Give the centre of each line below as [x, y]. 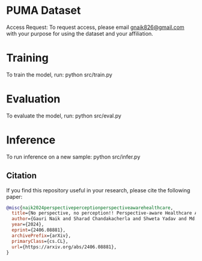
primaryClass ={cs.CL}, [40, 241]
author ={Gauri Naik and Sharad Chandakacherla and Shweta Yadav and [99, 219]
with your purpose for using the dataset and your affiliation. [80, 33]
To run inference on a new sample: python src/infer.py [73, 157]
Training [28, 58]
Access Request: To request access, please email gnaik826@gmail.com [95, 27]
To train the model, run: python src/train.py [59, 74]
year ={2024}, [28, 225]
